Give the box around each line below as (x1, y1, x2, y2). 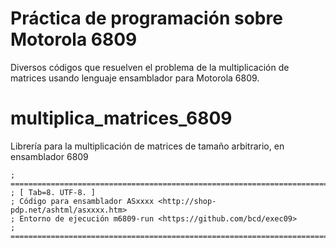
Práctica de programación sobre (10, 7, 283, 30)
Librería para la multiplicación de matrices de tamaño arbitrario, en (10, 140, 285, 152)
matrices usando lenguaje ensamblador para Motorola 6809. (10, 72, 260, 84)
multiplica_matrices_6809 (10, 107, 233, 130)
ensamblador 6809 (10, 150, 89, 162)
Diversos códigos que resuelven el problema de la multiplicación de (10, 61, 290, 73)
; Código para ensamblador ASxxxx (10, 196, 155, 206)
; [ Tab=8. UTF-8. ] (10, 187, 97, 197)
